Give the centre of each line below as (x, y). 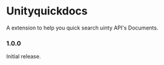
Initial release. (24, 57)
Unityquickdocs (47, 11)
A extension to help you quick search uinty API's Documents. (82, 28)
